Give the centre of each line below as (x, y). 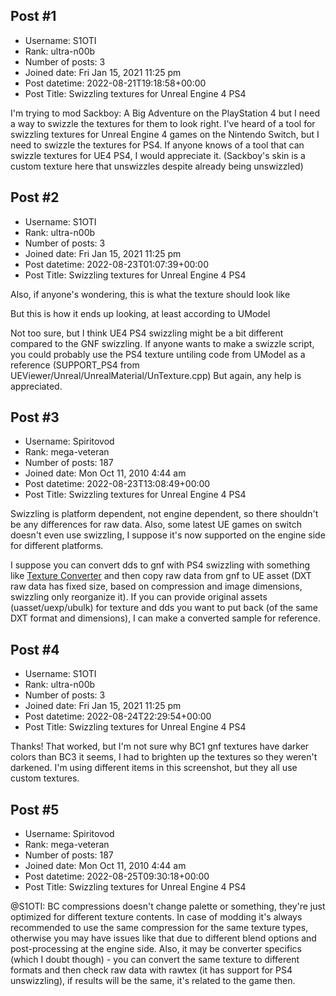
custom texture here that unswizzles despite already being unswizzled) (157, 166)
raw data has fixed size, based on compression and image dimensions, (156, 586)
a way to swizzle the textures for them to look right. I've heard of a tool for (163, 123)
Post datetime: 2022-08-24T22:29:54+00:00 (118, 716)
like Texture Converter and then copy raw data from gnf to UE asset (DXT (161, 576)
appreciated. (36, 386)
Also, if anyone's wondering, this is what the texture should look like (150, 294)
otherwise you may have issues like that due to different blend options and (163, 938)
